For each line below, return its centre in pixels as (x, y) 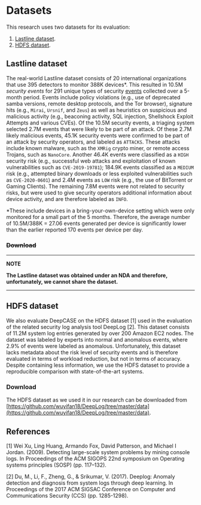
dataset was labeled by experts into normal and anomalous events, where (97, 339)
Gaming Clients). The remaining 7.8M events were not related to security (95, 186)
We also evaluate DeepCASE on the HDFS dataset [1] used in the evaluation (99, 320)
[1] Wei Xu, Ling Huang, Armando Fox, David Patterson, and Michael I (91, 446)
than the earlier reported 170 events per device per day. (75, 229)
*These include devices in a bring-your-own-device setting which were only (100, 211)
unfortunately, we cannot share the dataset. (62, 282)
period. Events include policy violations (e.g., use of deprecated (102, 97)
